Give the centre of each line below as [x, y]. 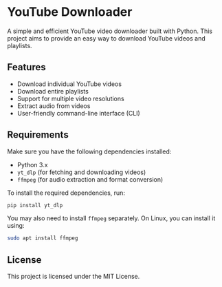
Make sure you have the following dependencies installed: [89, 151]
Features [26, 67]
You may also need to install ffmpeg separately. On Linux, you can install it [111, 218]
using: [16, 226]
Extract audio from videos [54, 106]
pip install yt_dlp [35, 205]
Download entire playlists [53, 91]
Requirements [38, 135]
